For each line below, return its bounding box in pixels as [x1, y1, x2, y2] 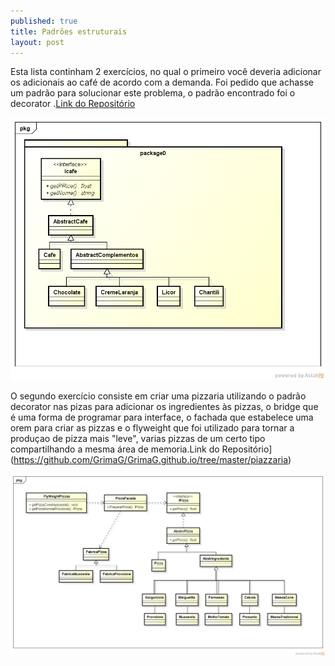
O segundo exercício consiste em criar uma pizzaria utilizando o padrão [10, 390, 307, 402]
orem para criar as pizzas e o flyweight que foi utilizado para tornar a [10, 422, 295, 434]
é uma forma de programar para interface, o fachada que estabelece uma [10, 411, 314, 424]
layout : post [10, 37, 65, 47]
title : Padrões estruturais [10, 26, 128, 37]
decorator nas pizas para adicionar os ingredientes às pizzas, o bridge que [10, 401, 319, 413]
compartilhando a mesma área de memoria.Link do [10, 443, 220, 455]
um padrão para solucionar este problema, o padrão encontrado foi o [10, 87, 296, 99]
